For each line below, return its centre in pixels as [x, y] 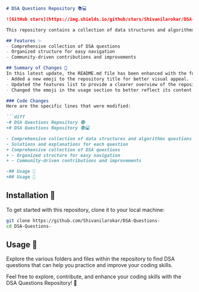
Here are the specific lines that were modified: [69, 106]
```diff [16, 117]
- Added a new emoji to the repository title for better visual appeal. [98, 79]
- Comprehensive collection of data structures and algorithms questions [99, 139]
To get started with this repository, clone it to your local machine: [85, 210]
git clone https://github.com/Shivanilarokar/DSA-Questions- [83, 220]
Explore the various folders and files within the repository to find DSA [91, 259]
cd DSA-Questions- [29, 226]
